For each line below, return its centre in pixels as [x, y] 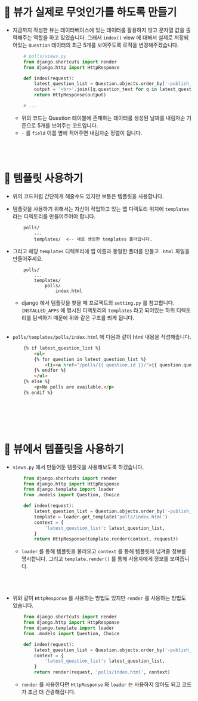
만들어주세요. [28, 259]
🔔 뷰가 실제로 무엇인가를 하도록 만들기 [90, 12]
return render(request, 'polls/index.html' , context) [102, 672]
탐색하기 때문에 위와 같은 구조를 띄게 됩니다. [83, 317]
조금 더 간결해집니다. [52, 692]
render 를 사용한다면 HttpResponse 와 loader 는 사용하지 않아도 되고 [101, 685]
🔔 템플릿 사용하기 [43, 179]
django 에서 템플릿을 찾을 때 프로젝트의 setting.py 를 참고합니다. [98, 302]
